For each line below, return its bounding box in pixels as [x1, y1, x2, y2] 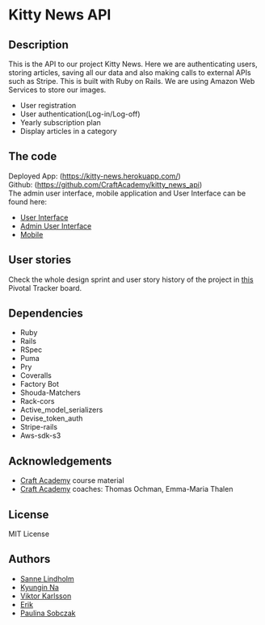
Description [8, 38, 69, 52]
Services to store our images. [8, 85, 107, 94]
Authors [8, 552, 51, 566]
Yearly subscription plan [19, 118, 101, 127]
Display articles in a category [19, 127, 117, 136]
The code [8, 149, 57, 163]
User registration [19, 101, 77, 110]
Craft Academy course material [19, 476, 124, 485]
